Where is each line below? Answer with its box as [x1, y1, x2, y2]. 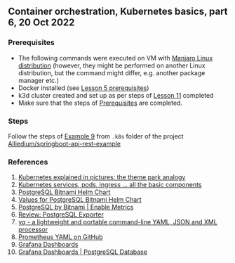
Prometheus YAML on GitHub [18, 233, 104, 241]
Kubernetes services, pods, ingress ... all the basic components [18, 181, 202, 189]
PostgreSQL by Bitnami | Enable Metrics [18, 203, 134, 212]
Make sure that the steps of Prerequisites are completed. [18, 98, 183, 107]
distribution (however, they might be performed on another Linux [18, 61, 206, 70]
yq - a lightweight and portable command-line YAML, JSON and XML [18, 218, 218, 226]
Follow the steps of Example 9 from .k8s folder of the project [8, 131, 184, 140]
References [8, 157, 48, 167]
